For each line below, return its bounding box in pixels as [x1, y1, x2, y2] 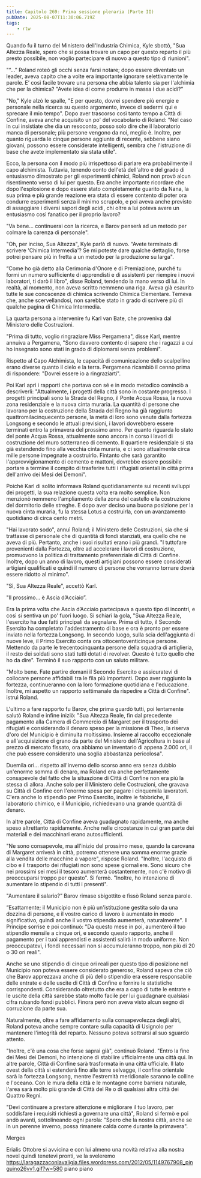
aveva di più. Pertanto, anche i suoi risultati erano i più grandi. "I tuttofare [6, 539, 187, 546]
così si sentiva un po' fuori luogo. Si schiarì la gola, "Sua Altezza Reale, [6, 612, 182, 619]
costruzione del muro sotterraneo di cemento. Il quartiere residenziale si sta [6, 439, 194, 446]
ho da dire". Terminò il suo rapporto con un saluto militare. [6, 657, 150, 664]
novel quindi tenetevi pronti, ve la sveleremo [6, 1152, 116, 1159]
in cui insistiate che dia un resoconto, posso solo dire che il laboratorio [6, 122, 181, 130]
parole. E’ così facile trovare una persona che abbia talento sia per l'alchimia [6, 79, 195, 86]
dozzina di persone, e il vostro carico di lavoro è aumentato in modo [6, 910, 174, 917]
